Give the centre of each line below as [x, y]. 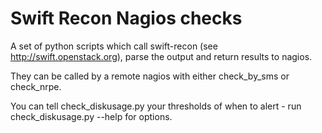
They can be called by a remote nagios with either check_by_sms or [150, 76]
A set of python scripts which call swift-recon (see [114, 46]
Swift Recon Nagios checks [126, 18]
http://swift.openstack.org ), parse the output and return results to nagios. [161, 56]
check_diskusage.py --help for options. [91, 116]
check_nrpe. [36, 86]
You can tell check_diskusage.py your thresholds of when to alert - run [156, 106]
